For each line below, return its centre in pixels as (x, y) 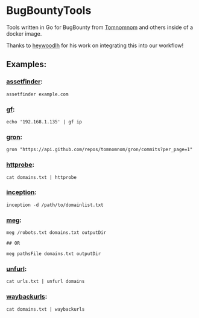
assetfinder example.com (37, 94)
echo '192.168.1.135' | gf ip (44, 122)
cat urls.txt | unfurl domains (46, 282)
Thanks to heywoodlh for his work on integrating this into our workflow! (95, 45)
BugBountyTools (49, 11)
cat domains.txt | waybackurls (46, 309)
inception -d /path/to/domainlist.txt (55, 205)
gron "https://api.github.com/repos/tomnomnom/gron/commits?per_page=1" (99, 150)
